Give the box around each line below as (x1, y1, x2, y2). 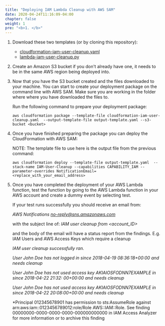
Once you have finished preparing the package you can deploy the (12, 130, 148, 136)
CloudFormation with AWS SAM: (12, 136, 78, 142)
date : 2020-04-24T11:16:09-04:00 (5, 12, 74, 17)
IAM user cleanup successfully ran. (12, 245, 85, 251)
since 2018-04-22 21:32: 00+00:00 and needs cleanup (12, 275, 125, 281)
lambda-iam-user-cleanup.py (19, 54, 80, 60)
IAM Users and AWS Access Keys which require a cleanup (12, 236, 131, 242)
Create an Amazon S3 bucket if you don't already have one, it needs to (12, 64, 156, 70)
